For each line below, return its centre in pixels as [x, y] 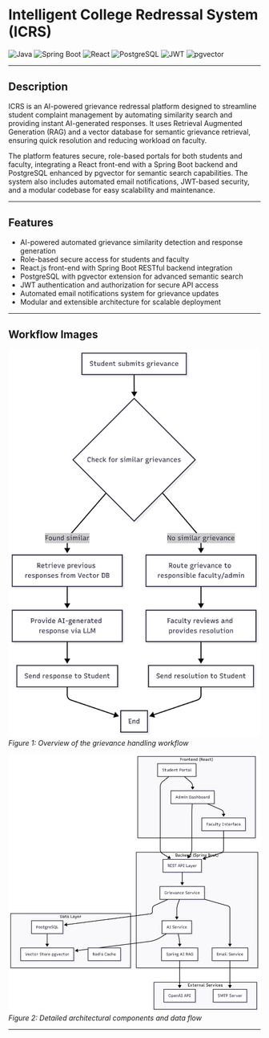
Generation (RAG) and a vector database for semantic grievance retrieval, [129, 132]
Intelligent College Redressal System [133, 15]
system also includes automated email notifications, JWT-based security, [129, 181]
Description [38, 87]
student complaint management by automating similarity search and [120, 115]
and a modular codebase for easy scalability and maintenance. [112, 189]
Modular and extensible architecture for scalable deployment [120, 302]
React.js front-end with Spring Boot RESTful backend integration [126, 267]
